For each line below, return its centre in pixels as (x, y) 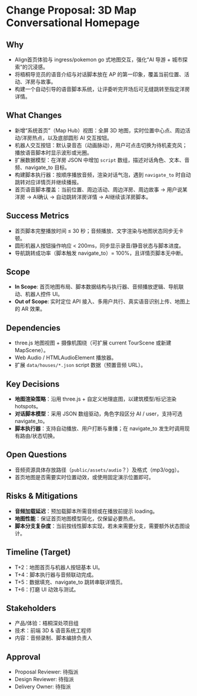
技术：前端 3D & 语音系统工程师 (53, 630)
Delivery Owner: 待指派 (43, 687)
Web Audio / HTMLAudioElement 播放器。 (66, 357)
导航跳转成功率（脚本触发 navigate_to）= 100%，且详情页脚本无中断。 (100, 253)
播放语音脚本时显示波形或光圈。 (53, 152)
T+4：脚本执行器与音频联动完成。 (56, 574)
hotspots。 (28, 406)
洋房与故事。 (41, 82)
